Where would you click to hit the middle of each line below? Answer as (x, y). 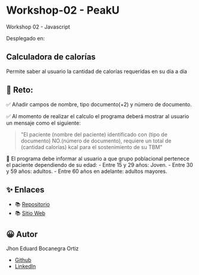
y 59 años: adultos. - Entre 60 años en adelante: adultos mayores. (87, 171)
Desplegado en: (26, 38)
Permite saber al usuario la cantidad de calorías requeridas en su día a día (97, 71)
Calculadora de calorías (51, 57)
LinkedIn (25, 266)
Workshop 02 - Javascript (38, 27)
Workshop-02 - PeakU (63, 10)
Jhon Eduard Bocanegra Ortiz (42, 249)
